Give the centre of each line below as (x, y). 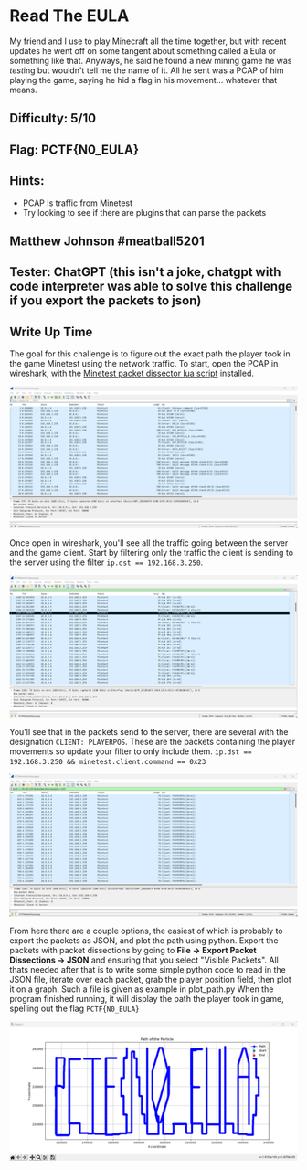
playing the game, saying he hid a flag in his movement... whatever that (143, 80)
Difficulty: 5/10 (53, 118)
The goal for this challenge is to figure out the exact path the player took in (150, 354)
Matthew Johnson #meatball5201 (107, 241)
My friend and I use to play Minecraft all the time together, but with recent (148, 41)
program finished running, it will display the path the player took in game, (147, 999)
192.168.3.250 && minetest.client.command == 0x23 (108, 761)
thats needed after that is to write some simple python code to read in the (148, 970)
